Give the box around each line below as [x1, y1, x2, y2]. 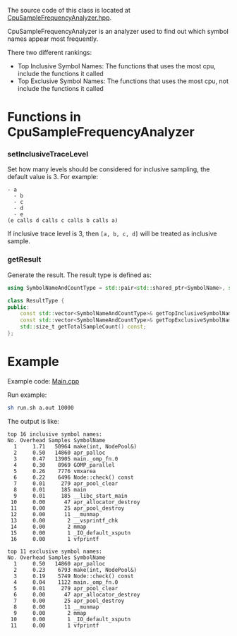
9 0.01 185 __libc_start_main [13, 492, 128, 499]
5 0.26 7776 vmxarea [13, 467, 97, 475]
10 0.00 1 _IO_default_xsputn [10, 616, 131, 623]
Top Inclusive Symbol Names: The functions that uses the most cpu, [17, 62, 217, 70]
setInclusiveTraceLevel [7, 149, 89, 159]
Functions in [7, 109, 81, 126]
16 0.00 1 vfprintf [10, 535, 99, 542]
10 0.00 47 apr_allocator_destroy [10, 499, 140, 506]
